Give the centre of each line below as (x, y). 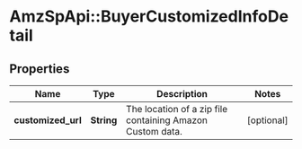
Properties (40, 69)
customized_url (48, 120)
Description (182, 94)
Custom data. (154, 131)
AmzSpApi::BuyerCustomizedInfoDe (149, 17)
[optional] (267, 120)
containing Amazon (167, 120)
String (104, 120)
